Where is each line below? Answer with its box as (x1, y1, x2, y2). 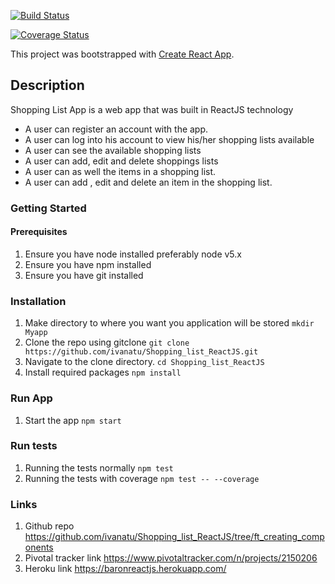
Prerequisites (10, 226, 68, 238)
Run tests (10, 439, 58, 453)
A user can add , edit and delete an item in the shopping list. (24, 176, 273, 188)
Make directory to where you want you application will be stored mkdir (24, 317, 315, 329)
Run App (10, 391, 53, 405)
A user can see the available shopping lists (24, 144, 202, 156)
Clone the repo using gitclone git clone (24, 336, 190, 349)
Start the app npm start (24, 414, 122, 426)
